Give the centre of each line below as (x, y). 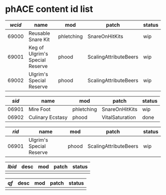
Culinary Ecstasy (48, 117)
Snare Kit (39, 39)
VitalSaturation (119, 117)
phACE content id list (49, 9)
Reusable (39, 33)
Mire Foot (40, 109)
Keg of (36, 47)
